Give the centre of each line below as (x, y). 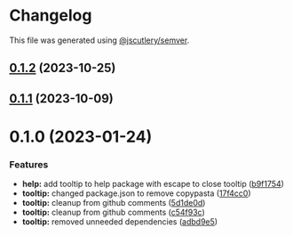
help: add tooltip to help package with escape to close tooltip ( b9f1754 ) (153, 184)
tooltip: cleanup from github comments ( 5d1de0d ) (114, 203)
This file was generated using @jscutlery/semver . (99, 40)
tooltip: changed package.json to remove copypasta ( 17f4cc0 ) (136, 193)
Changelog (51, 16)
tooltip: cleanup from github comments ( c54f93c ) (114, 212)
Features (29, 164)
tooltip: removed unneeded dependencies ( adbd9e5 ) (120, 222)
